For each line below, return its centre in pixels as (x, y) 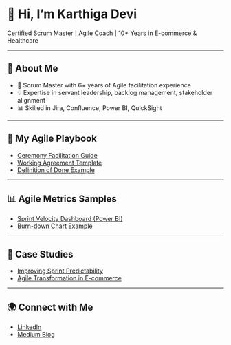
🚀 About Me (33, 69)
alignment (31, 100)
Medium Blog (36, 334)
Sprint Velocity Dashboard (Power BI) (70, 219)
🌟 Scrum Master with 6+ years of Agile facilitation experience (104, 85)
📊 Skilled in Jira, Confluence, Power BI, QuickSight (90, 108)
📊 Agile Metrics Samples (62, 199)
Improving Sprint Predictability (60, 271)
